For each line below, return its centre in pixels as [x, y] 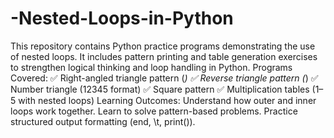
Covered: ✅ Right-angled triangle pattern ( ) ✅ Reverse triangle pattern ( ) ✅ [164, 78]
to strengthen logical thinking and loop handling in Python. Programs [151, 67]
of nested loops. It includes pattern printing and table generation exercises [164, 56]
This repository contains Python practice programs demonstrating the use [163, 46]
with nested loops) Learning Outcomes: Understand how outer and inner [167, 100]
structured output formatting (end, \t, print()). [103, 121]
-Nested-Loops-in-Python [122, 18]
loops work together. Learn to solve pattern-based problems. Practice [154, 111]
